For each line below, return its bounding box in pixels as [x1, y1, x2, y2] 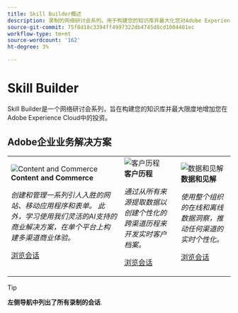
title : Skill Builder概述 [7, 10, 81, 18]
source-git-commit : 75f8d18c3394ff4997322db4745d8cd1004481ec [7, 23, 195, 31]
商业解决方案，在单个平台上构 [11, 221, 111, 231]
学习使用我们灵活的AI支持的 [25, 211, 118, 221]
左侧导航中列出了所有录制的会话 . [7, 297, 103, 306]
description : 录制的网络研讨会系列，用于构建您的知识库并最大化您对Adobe [7, 17, 202, 24]
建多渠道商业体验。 [11, 232, 76, 242]
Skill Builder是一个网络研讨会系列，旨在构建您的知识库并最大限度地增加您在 [7, 104, 228, 113]
